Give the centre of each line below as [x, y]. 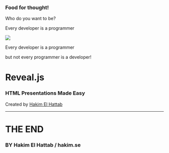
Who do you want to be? [31, 19]
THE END [24, 129]
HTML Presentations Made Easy [45, 93]
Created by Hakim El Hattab [34, 104]
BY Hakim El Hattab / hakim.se [43, 145]
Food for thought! [27, 8]
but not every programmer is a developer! [48, 57]
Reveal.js [25, 78]
